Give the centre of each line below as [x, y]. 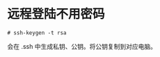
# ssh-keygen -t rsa [37, 33]
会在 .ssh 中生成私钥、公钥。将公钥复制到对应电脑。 [82, 46]
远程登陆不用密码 [56, 14]
